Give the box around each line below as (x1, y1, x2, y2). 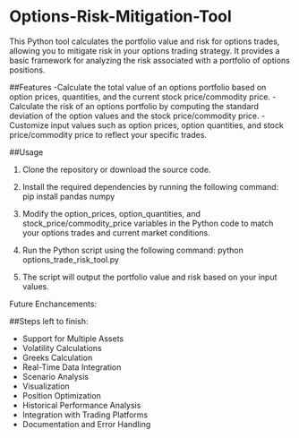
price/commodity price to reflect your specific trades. (9, 129, 208, 140)
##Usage (9, 146, 44, 158)
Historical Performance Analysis (21, 399, 141, 410)
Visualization (21, 381, 70, 391)
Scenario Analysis (21, 371, 90, 382)
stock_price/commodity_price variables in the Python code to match (21, 218, 274, 228)
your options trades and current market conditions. (21, 227, 210, 238)
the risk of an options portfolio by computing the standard (46, 100, 260, 111)
